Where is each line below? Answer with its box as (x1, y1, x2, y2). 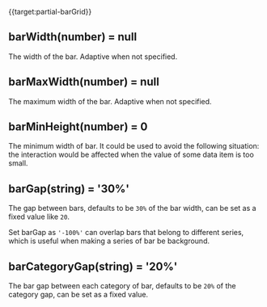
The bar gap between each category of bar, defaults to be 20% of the (8, 281, 236, 291)
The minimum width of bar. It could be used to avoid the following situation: (8, 141, 260, 151)
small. (8, 158, 28, 168)
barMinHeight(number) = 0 (8, 120, 148, 134)
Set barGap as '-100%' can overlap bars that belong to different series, (8, 228, 244, 238)
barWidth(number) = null (8, 30, 138, 44)
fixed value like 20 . (8, 212, 70, 221)
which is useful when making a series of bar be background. (8, 236, 210, 246)
